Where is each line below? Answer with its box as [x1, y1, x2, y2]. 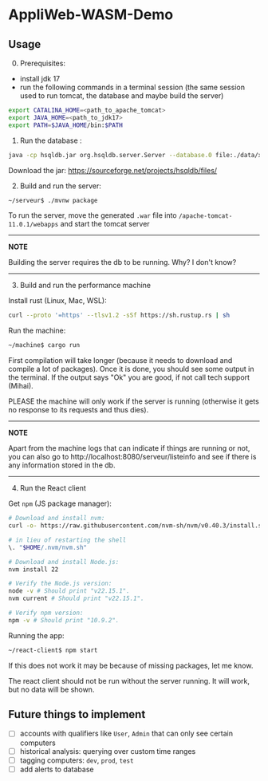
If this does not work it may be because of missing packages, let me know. [8, 661, 254, 670]
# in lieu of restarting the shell [8, 536, 127, 544]
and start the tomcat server [60, 219, 150, 229]
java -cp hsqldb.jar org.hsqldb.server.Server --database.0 [8, 151, 213, 159]
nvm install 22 [8, 565, 59, 574]
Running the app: [8, 630, 65, 640]
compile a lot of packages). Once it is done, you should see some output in [8, 365, 254, 374]
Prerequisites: [19, 58, 66, 68]
